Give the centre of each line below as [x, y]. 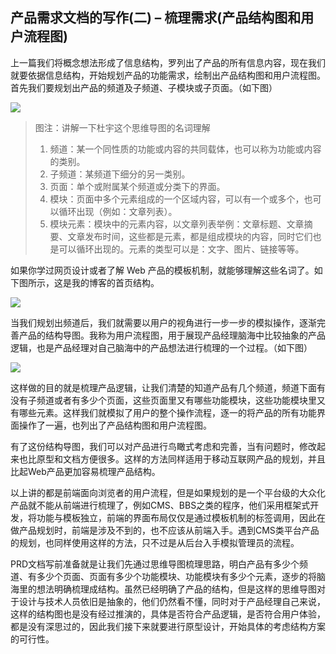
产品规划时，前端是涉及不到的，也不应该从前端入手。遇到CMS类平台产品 [169, 530]
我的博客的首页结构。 [115, 282]
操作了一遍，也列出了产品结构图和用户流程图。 [115, 425]
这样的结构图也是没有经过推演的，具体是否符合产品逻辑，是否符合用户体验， [168, 614]
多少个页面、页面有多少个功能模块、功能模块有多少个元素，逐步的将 [176, 576]
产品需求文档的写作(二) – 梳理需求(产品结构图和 [156, 18]
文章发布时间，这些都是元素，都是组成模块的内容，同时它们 [190, 236]
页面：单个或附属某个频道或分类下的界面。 [137, 186]
